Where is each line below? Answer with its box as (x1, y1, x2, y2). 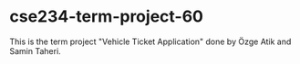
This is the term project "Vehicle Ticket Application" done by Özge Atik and (9, 36, 292, 47)
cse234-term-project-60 (9, 6, 203, 27)
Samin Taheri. (9, 45, 61, 56)
